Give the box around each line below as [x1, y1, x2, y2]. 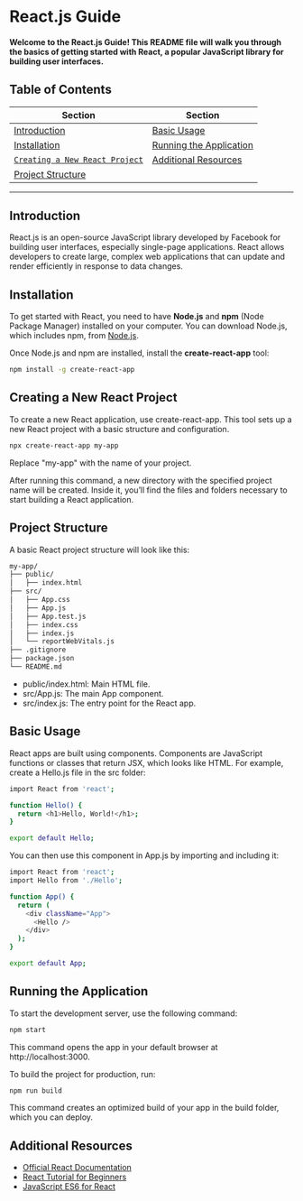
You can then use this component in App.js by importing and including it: [9, 850, 280, 861]
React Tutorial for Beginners [22, 1171, 127, 1183]
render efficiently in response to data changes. [9, 261, 183, 272]
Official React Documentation [22, 1162, 133, 1173]
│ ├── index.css [9, 620, 78, 629]
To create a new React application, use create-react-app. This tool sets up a [9, 413, 292, 425]
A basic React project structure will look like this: [9, 544, 190, 555]
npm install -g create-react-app [9, 365, 135, 374]
